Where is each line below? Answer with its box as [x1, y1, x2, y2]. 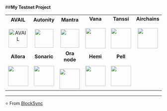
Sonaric [34, 53, 54, 60]
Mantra [61, 16, 79, 23]
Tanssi [112, 15, 129, 22]
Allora [10, 53, 26, 60]
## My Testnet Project [5, 4, 51, 10]
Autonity [33, 16, 55, 23]
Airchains [136, 15, 160, 22]
